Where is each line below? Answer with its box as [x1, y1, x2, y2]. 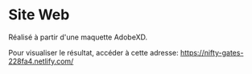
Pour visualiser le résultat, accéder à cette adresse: [8, 47, 179, 57]
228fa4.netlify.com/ [8, 56, 74, 66]
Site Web [8, 6, 70, 24]
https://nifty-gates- [180, 47, 244, 57]
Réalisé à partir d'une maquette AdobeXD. [8, 32, 147, 42]
